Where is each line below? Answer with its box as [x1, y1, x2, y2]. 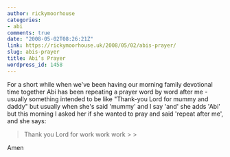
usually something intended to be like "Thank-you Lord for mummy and [7, 94, 209, 103]
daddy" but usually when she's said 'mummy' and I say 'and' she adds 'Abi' [7, 102, 221, 110]
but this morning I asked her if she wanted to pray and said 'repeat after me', [7, 109, 224, 118]
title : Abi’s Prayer [7, 55, 67, 62]
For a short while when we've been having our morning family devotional [7, 80, 213, 88]
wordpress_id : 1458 [7, 61, 63, 68]
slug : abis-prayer [7, 49, 60, 56]
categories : [7, 17, 41, 23]
